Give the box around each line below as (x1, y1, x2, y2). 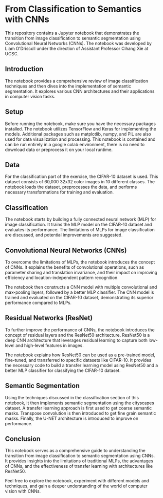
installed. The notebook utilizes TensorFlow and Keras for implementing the (5, 126, 157, 131)
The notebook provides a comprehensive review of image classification (5, 78, 148, 84)
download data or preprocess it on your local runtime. (5, 147, 113, 152)
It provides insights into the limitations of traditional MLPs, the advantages (5, 458, 153, 464)
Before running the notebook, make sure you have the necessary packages (5, 121, 156, 127)
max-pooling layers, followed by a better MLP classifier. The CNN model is (5, 289, 154, 295)
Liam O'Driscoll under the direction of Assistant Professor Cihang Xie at (5, 45, 148, 51)
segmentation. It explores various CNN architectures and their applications (5, 88, 155, 94)
